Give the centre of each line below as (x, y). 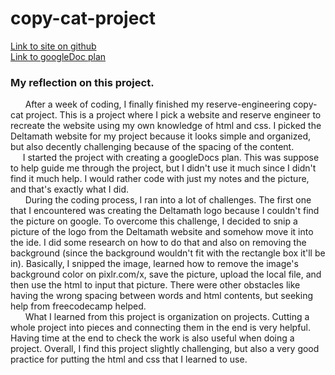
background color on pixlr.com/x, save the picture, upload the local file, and (166, 274)
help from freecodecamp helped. (78, 306)
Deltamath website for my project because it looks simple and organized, (161, 136)
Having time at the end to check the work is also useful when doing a (152, 338)
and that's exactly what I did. (70, 189)
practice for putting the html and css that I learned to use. (129, 359)
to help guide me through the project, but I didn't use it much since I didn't (163, 168)
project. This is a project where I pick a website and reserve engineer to (173, 115)
